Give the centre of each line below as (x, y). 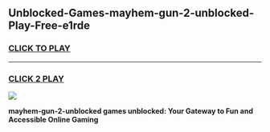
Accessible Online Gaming (53, 119)
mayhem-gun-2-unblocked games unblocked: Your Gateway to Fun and (131, 110)
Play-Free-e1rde (49, 26)
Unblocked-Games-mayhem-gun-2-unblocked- (131, 13)
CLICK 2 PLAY (36, 78)
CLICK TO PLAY (39, 49)
